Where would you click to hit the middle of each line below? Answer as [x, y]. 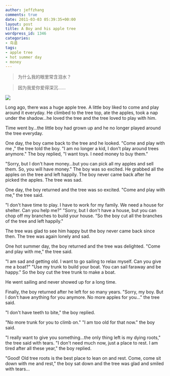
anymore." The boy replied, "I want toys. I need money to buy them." [77, 154]
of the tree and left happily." [34, 221]
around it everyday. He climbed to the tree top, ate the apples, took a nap [82, 113]
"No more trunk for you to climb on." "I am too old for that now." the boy [80, 322]
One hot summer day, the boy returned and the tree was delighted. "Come [83, 246]
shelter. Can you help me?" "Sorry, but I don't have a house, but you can [81, 211]
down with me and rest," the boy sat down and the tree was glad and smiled [84, 364]
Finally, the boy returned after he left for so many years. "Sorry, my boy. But [84, 292]
